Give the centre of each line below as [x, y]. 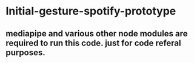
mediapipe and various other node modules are [97, 34]
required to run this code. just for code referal [93, 43]
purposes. [26, 52]
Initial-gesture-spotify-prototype [91, 11]
